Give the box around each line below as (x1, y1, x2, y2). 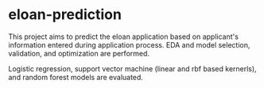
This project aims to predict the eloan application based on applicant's (8, 32, 239, 41)
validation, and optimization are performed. (8, 48, 149, 58)
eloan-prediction (8, 6, 122, 24)
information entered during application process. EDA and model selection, (8, 40, 250, 49)
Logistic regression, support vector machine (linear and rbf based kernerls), (8, 63, 257, 73)
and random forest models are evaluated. (8, 72, 143, 82)
